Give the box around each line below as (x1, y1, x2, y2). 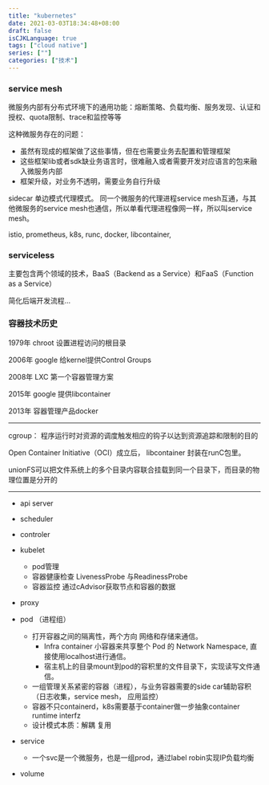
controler (19, 529, 50, 539)
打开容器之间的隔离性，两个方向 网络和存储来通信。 (31, 631, 203, 641)
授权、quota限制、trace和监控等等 (8, 112, 122, 122)
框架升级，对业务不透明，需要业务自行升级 (19, 177, 161, 186)
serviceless (8, 250, 54, 261)
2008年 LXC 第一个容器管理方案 (8, 372, 114, 381)
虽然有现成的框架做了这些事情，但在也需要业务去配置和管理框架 (19, 146, 231, 157)
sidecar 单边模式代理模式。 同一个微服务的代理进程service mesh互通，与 (8, 193, 250, 203)
